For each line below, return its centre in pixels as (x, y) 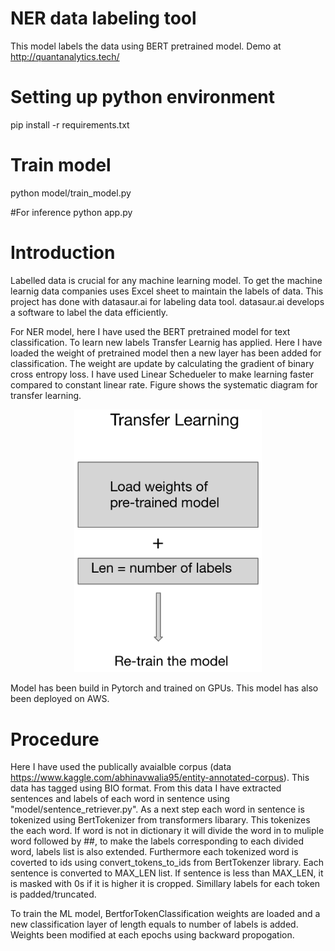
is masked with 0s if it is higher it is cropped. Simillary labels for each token (165, 884)
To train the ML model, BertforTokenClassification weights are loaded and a (165, 914)
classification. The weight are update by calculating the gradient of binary (162, 363)
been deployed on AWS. (60, 699)
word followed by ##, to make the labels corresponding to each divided (157, 841)
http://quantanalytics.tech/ (65, 56)
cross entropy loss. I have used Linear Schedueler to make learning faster (162, 374)
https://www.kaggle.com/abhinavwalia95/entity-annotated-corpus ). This (160, 778)
